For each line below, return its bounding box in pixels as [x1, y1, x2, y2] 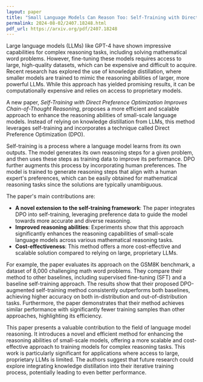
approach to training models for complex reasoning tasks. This [29, 343, 185, 351]
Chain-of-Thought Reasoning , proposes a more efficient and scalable [6, 105, 179, 112]
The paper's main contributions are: [6, 193, 95, 200]
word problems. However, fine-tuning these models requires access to [6, 55, 182, 62]
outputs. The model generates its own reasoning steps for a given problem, [6, 149, 194, 156]
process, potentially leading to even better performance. [6, 369, 147, 376]
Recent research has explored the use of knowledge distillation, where [6, 68, 182, 75]
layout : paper [6, 8, 42, 15]
